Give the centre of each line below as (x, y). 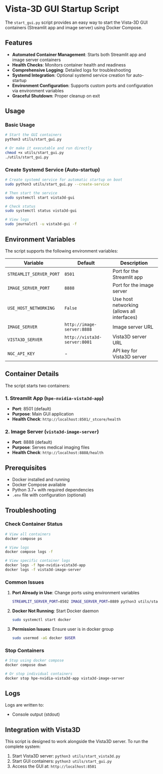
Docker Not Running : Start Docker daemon (55, 611)
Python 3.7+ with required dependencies (53, 490)
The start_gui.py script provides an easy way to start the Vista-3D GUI (76, 22)
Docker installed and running (41, 480)
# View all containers (28, 534)
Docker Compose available (39, 485)
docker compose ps (24, 538)
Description (134, 263)
